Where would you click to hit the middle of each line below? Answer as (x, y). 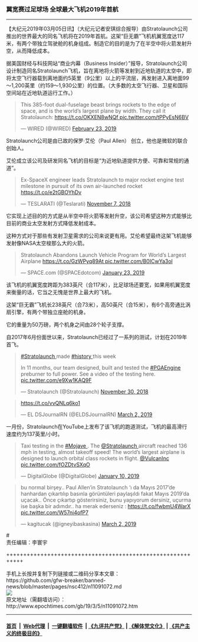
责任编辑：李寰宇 (27, 542)
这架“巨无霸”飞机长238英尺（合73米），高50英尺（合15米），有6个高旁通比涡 (98, 305)
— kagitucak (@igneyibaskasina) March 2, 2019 (78, 524)
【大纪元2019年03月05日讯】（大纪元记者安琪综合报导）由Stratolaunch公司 (97, 29)
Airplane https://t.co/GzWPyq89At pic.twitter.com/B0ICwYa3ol (96, 261)
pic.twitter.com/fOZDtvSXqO (55, 465)
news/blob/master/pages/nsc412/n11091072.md (64, 587)
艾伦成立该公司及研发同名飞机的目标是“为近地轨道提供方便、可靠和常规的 (95, 161)
